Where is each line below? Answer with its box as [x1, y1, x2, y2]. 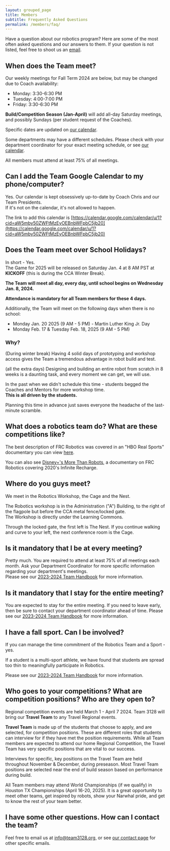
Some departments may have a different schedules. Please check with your [5, 137, 164, 143]
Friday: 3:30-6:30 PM [12, 101, 58, 107]
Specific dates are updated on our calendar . [5, 126, 98, 133]
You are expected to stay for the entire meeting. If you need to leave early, [5, 602, 162, 608]
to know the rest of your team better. [5, 798, 83, 804]
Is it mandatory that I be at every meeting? [5, 544, 142, 553]
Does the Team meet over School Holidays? [5, 246, 147, 254]
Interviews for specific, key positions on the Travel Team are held [5, 755, 142, 761]
